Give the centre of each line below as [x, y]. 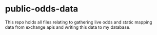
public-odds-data [42, 9]
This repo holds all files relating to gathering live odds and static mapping [79, 22]
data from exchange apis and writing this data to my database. [68, 27]
